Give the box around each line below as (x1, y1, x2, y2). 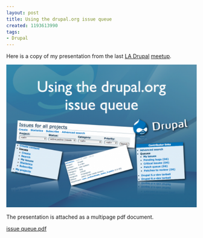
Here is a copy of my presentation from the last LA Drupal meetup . (6, 53, 172, 60)
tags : (6, 29, 20, 35)
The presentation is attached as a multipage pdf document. (6, 213, 154, 220)
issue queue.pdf (6, 225, 47, 233)
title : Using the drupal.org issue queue (6, 16, 112, 22)
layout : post (6, 10, 39, 16)
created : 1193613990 (6, 22, 59, 28)
